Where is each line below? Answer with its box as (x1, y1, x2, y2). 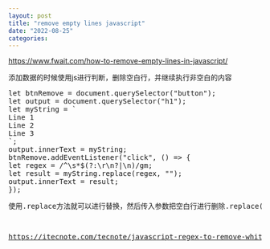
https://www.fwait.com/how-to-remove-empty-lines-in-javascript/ (8, 56, 228, 66)
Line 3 (8, 129, 35, 138)
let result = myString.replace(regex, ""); (8, 169, 182, 178)
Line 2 (8, 121, 35, 130)
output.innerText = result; (8, 178, 119, 186)
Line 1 (8, 113, 35, 122)
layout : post (8, 11, 52, 20)
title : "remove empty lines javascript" (8, 19, 146, 27)
